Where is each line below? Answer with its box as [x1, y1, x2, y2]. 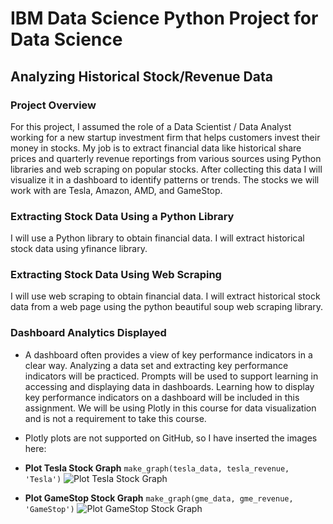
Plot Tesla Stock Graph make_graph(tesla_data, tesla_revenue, [24, 462, 290, 474]
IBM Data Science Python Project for [10, 7, 319, 30]
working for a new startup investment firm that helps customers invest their [10, 131, 321, 143]
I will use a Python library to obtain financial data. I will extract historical [10, 232, 305, 244]
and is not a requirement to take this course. [24, 412, 207, 424]
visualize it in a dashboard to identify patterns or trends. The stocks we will [10, 173, 320, 186]
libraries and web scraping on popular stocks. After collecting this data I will [10, 163, 323, 175]
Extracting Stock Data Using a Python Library [10, 209, 235, 223]
